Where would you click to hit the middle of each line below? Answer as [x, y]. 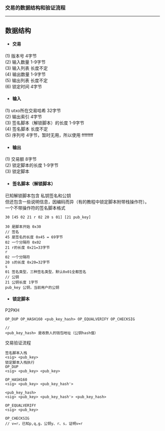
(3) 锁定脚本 [17, 172]
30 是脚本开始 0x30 [23, 227]
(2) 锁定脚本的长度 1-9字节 [32, 165]
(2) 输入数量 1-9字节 [25, 62]
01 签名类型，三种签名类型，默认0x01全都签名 [46, 272]
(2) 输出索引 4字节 [24, 117]
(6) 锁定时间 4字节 [24, 86]
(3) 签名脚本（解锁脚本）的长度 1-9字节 [45, 123]
